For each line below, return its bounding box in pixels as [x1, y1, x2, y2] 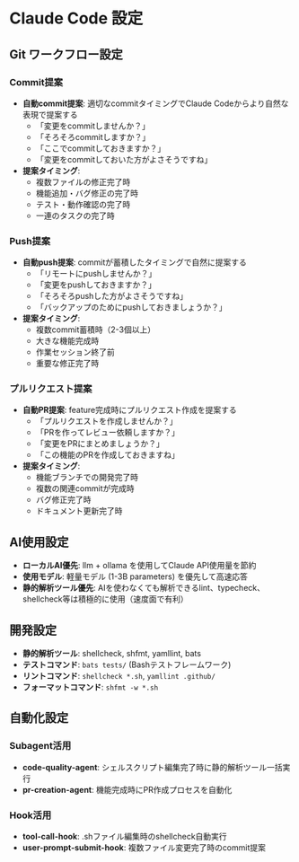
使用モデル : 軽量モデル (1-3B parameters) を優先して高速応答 [22, 571, 249, 582]
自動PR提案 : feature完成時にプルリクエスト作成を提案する [22, 405, 238, 416]
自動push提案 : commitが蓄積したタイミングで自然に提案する [22, 257, 247, 268]
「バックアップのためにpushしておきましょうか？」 [35, 302, 227, 312]
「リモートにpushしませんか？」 [35, 268, 157, 279]
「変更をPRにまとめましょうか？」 [35, 438, 164, 449]
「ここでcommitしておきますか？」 [35, 143, 166, 154]
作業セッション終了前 [35, 347, 115, 357]
